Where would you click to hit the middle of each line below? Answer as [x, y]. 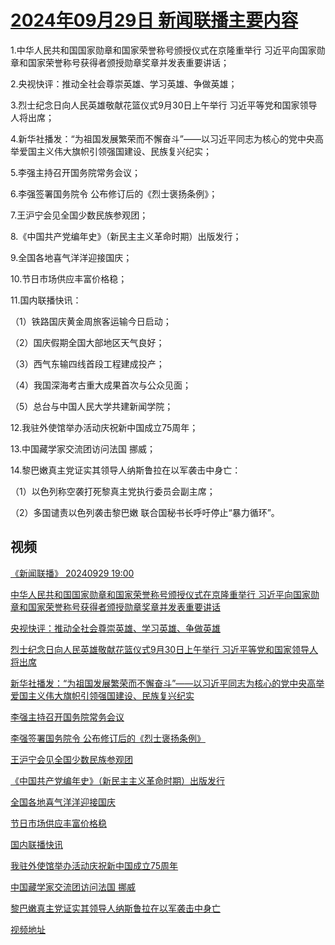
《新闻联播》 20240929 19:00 [72, 573]
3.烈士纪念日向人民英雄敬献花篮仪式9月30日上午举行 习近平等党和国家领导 [164, 105]
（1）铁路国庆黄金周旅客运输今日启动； [91, 321]
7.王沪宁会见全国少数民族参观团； [79, 215]
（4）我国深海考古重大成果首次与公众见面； [101, 385]
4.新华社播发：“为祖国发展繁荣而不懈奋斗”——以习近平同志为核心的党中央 [162, 138]
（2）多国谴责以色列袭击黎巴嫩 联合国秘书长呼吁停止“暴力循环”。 [145, 512]
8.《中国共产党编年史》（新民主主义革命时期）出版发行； [126, 236]
